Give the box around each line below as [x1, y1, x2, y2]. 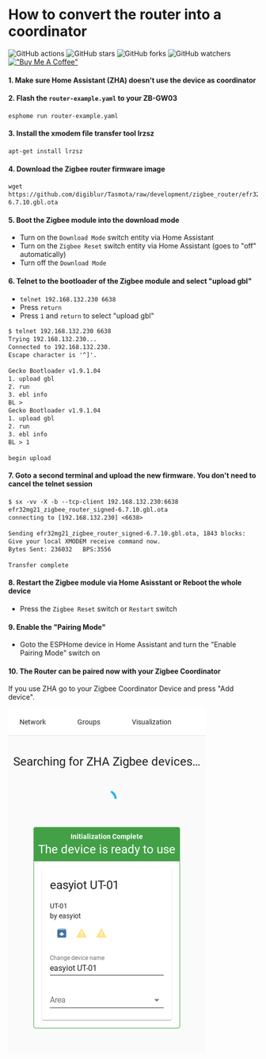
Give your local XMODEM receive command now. [8, 537, 161, 545]
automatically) [19, 250, 66, 259]
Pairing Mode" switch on [19, 648, 101, 658]
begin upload [8, 454, 51, 462]
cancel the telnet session [8, 479, 93, 489]
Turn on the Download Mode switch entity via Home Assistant [19, 232, 215, 243]
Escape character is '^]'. [8, 351, 97, 359]
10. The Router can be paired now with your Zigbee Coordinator [8, 666, 221, 676]
